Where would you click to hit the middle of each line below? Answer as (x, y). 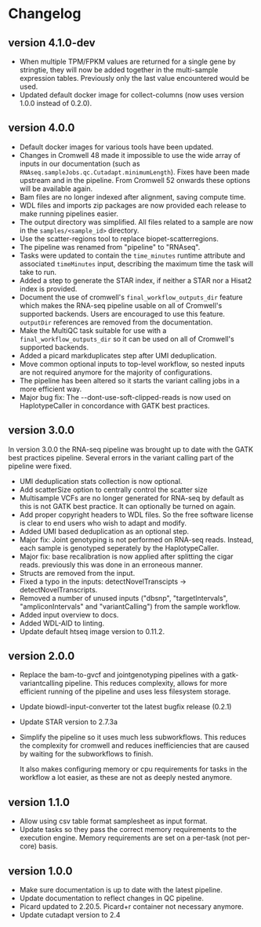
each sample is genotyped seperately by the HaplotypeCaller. (119, 548)
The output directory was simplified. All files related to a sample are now (136, 222)
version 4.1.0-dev (52, 43)
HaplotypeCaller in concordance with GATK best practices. (114, 405)
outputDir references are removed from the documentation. (116, 322)
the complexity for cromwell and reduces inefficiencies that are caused (134, 746)
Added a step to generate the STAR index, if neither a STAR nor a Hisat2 (136, 280)
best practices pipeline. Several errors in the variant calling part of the (121, 457)
